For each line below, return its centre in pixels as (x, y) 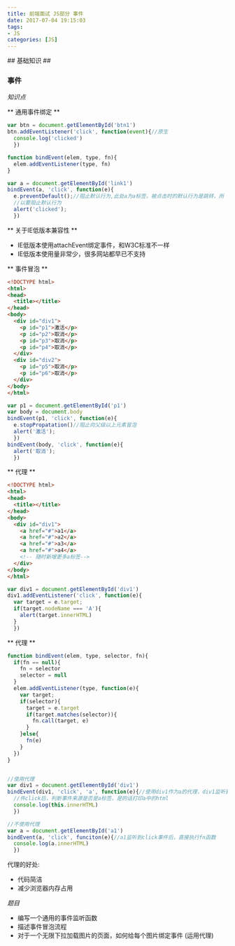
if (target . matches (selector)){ (71, 715)
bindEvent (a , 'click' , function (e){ (60, 190)
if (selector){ (40, 701)
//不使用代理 (23, 824)
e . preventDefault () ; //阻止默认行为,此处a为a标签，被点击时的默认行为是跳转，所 (119, 196)
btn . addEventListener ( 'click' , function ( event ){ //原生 (88, 132)
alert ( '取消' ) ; (35, 451)
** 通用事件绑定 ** (34, 112)
